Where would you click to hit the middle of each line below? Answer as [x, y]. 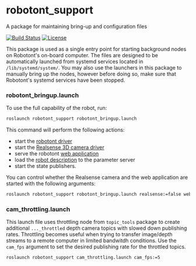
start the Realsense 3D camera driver [59, 147]
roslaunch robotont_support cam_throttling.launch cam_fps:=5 [83, 258]
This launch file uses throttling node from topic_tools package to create [93, 222]
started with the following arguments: [51, 184]
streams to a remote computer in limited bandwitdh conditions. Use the [91, 241]
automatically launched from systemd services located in [75, 61]
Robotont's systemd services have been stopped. [66, 80]
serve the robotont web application [57, 154]
